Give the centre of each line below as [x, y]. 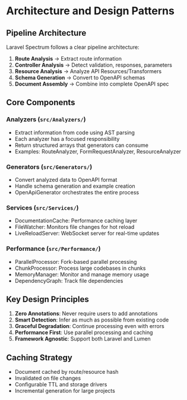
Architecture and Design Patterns [91, 11]
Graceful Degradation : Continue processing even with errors [89, 326]
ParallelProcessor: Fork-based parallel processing [76, 262]
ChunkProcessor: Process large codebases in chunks [80, 268]
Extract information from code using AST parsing [75, 133]
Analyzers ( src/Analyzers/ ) [46, 119]
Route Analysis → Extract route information [68, 59]
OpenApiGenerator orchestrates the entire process [77, 192]
